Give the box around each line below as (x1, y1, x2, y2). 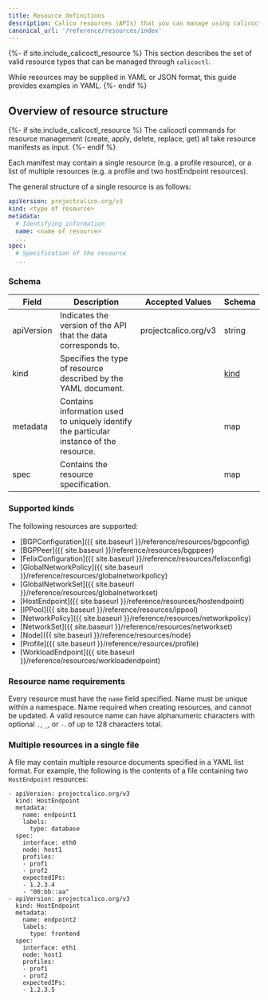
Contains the (59, 459, 108, 470)
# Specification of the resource (15, 250, 127, 258)
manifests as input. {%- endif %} (8, 142, 116, 152)
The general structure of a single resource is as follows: (8, 182, 191, 192)
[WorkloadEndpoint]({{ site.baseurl (19, 647, 136, 657)
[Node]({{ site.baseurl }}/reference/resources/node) (19, 630, 191, 640)
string (223, 325, 246, 336)
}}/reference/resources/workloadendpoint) (19, 655, 161, 665)
